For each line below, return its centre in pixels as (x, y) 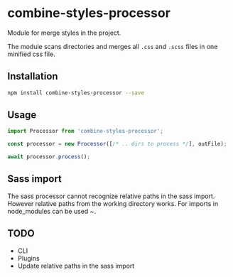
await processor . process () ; (49, 157)
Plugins (29, 258)
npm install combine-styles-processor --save (76, 93)
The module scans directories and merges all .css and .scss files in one (113, 46)
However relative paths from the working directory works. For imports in (113, 203)
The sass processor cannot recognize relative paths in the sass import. (111, 196)
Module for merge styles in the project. (64, 33)
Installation (33, 76)
